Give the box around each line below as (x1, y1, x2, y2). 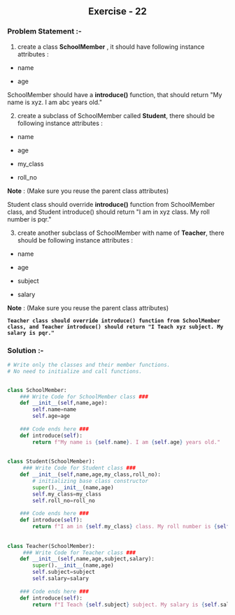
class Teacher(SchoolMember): (7, 542, 96, 549)
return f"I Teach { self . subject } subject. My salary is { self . (32, 601, 220, 608)
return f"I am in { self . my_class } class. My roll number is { (32, 523, 218, 530)
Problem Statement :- (7, 27, 82, 36)
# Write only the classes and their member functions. (7, 361, 171, 368)
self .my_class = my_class (32, 491, 101, 498)
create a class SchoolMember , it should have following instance (17, 42, 205, 51)
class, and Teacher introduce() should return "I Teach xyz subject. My (7, 323, 224, 331)
